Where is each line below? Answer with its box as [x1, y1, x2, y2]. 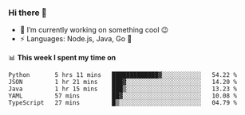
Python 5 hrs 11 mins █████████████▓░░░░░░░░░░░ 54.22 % [8, 71, 238, 79]
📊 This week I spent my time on [8, 53, 117, 63]
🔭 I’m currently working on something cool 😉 [19, 25, 169, 35]
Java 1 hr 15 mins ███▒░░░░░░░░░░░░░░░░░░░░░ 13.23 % [8, 85, 238, 94]
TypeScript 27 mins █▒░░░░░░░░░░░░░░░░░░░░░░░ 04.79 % [8, 99, 238, 107]
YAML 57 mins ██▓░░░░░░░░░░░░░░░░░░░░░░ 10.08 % [8, 92, 238, 100]
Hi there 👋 [8, 7, 48, 18]
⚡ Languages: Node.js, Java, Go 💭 [19, 34, 132, 44]
